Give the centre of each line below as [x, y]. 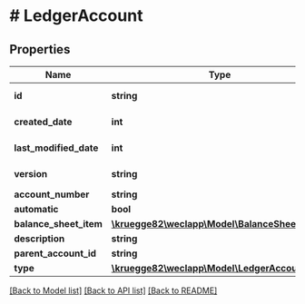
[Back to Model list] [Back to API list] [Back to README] [113, 290]
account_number [52, 194]
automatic [36, 209]
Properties [40, 49]
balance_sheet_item [58, 224]
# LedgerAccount [76, 16]
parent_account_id [55, 253]
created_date [43, 122]
